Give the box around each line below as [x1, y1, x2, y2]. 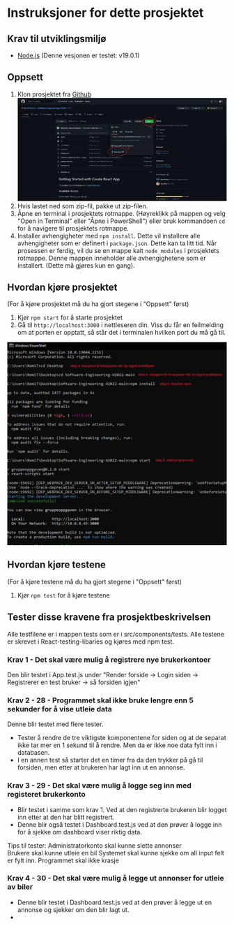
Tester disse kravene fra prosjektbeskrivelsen [7, 612, 211, 623]
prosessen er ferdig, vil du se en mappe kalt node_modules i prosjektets [17, 246, 219, 254]
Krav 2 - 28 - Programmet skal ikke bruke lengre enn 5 [7, 695, 194, 705]
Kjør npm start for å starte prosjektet [17, 313, 123, 322]
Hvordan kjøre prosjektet [7, 281, 118, 293]
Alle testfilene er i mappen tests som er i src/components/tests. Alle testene [7, 630, 225, 638]
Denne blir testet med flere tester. [7, 720, 104, 728]
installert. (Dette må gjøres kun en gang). [17, 261, 135, 270]
